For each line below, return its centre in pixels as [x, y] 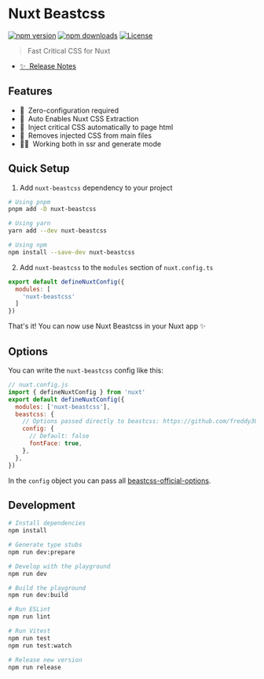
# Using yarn [29, 224]
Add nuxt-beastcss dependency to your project [96, 187]
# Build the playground [47, 588]
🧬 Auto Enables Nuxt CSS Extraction [79, 118]
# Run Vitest [29, 631]
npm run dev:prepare [42, 552]
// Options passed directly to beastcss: [91, 421]
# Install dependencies [47, 523]
